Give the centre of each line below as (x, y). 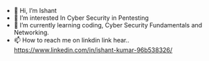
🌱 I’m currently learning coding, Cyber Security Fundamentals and (108, 25)
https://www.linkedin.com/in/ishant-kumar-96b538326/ (93, 50)
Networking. (31, 32)
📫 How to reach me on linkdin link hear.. (72, 40)
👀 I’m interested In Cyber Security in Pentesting (81, 18)
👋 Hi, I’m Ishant (35, 11)
